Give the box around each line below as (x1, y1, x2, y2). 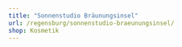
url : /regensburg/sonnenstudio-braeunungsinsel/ (8, 19, 175, 27)
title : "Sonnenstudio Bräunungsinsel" (8, 11, 139, 20)
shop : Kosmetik (8, 26, 60, 34)
